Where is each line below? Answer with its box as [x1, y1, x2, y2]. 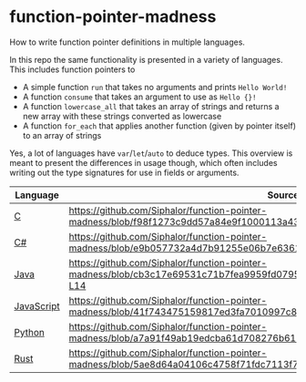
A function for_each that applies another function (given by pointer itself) [22, 120, 296, 131]
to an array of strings [22, 129, 102, 140]
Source [267, 189, 300, 201]
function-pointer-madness [9, 6, 217, 27]
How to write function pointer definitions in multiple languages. [9, 36, 246, 47]
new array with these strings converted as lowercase [22, 110, 222, 121]
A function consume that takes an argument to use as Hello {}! [22, 91, 257, 102]
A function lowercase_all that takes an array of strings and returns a [22, 100, 280, 111]
